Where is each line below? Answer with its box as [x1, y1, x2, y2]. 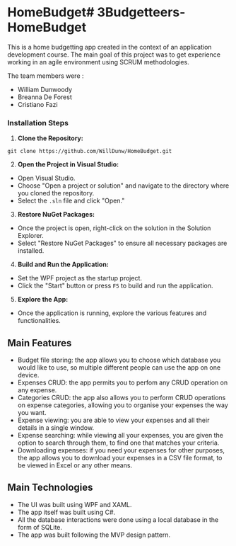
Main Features [7, 337, 72, 349]
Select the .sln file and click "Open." [17, 196, 125, 205]
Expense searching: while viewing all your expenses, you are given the [17, 431, 224, 440]
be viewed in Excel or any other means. [17, 461, 133, 470]
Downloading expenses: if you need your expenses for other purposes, [17, 446, 225, 455]
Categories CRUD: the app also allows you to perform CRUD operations [17, 394, 226, 402]
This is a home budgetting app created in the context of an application [7, 42, 212, 51]
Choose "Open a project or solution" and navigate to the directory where [17, 181, 230, 190]
